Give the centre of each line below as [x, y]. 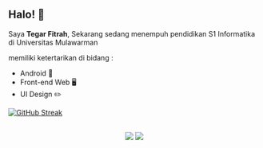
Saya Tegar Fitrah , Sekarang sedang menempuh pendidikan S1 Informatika [132, 33]
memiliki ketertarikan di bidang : [61, 57]
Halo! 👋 [27, 15]
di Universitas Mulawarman [53, 42]
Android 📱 [36, 73]
